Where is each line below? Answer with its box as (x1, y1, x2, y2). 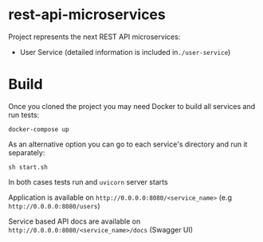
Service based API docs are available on (8, 217, 141, 226)
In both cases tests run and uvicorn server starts (8, 177, 169, 186)
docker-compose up (8, 125, 69, 133)
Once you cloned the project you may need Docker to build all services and (8, 101, 256, 111)
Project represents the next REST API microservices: (8, 32, 181, 41)
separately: (8, 147, 45, 157)
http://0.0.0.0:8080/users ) (8, 201, 101, 210)
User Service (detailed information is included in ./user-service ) (19, 47, 231, 57)
